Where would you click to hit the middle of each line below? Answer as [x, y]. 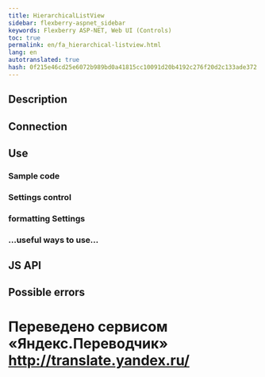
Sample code [34, 175]
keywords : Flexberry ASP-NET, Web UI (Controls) [90, 30]
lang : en [23, 52]
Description [38, 100]
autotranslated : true [44, 60]
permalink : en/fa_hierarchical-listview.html [84, 45]
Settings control [40, 197]
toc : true [25, 38]
